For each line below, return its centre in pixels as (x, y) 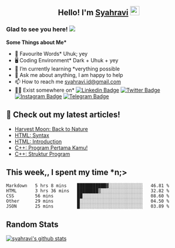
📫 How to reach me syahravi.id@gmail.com (68, 81)
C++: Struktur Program (42, 154)
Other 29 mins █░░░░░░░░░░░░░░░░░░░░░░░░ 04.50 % (87, 201)
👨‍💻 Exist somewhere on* (45, 90)
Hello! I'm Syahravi (93, 13)
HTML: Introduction (38, 141)
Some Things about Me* (36, 42)
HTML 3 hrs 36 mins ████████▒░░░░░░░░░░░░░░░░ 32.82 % (87, 191)
